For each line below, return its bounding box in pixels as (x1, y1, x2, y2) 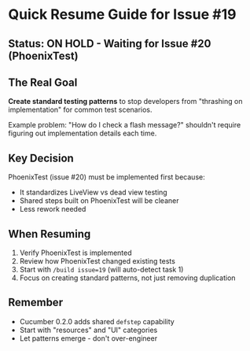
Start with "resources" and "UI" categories (19, 325, 158, 334)
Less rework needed (19, 205, 86, 214)
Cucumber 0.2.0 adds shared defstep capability (19, 316, 175, 326)
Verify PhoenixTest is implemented (19, 248, 132, 257)
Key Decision (8, 151, 75, 164)
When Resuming (8, 227, 91, 241)
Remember (8, 296, 64, 309)
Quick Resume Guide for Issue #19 (8, 6, 237, 24)
